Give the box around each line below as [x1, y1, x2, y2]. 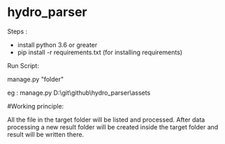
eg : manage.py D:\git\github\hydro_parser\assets [7, 88, 151, 97]
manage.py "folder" [7, 74, 64, 83]
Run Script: [7, 61, 40, 70]
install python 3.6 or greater [17, 40, 98, 49]
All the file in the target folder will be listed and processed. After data [7, 115, 205, 124]
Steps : [7, 27, 28, 35]
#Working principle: [7, 102, 64, 110]
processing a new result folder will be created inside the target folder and [7, 122, 219, 131]
